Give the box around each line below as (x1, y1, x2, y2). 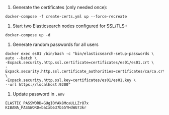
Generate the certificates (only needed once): (12, 5, 108, 10)
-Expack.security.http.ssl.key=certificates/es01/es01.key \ (5, 78, 136, 83)
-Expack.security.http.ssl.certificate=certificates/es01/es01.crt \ (5, 60, 154, 65)
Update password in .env (12, 91, 65, 97)
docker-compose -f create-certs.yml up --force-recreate (5, 14, 127, 19)
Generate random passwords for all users (12, 41, 99, 47)
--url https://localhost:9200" (5, 82, 71, 87)
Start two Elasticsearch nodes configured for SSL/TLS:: (12, 23, 127, 29)
